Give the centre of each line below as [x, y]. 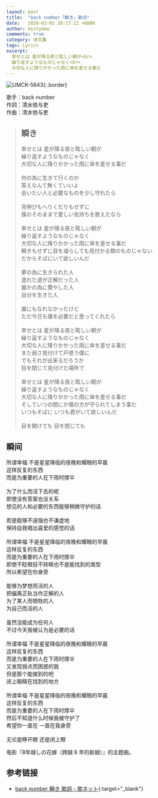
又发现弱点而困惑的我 [32, 666]
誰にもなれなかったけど [50, 309]
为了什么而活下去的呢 [32, 491]
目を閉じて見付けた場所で [53, 368]
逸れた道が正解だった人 [50, 280]
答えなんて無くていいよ [50, 185]
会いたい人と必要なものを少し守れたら [68, 193]
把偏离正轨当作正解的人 [35, 593]
